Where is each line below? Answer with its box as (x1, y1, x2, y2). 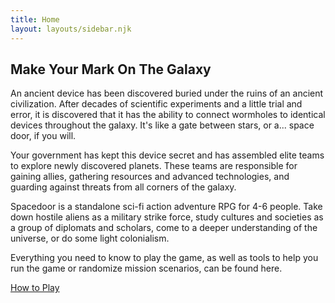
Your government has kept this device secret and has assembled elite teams (10, 149, 325, 161)
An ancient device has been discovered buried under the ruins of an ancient (10, 87, 324, 100)
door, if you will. (10, 130, 77, 142)
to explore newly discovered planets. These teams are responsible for (10, 160, 298, 172)
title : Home (10, 14, 60, 25)
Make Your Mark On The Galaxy (10, 61, 212, 78)
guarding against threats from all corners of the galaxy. (10, 181, 237, 193)
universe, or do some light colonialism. (10, 232, 170, 245)
